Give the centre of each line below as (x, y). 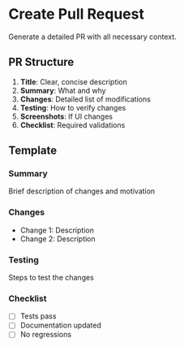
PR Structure (41, 62)
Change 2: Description (58, 239)
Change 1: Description (57, 230)
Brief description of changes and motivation (82, 191)
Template (33, 151)
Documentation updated (60, 325)
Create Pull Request (76, 14)
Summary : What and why (63, 90)
